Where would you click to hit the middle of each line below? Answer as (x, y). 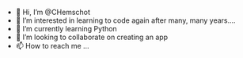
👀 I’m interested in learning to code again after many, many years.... (125, 20)
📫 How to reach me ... (52, 46)
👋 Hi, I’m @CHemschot (53, 12)
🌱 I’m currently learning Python (66, 29)
